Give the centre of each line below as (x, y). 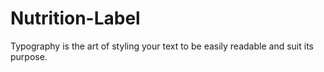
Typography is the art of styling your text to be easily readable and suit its (162, 46)
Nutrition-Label (75, 18)
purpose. (29, 56)
